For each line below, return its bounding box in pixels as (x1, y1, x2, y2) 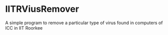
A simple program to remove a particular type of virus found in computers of (5, 20, 163, 26)
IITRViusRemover (5, 3, 79, 15)
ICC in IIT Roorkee (5, 25, 43, 31)
